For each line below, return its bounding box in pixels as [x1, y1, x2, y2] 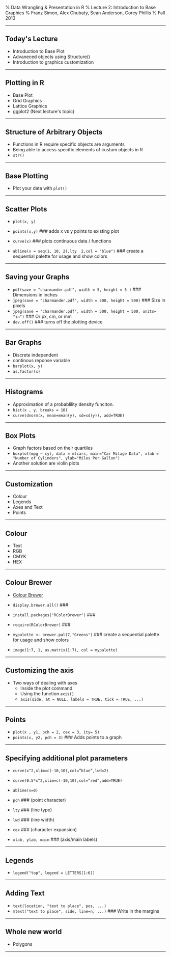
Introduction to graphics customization [12, 59, 94, 65]
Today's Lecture [5, 35, 58, 43]
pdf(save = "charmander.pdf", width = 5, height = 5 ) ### [12, 286, 141, 292]
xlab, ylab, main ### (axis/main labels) [12, 836, 98, 842]
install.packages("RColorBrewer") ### [12, 611, 96, 618]
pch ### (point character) [12, 797, 66, 803]
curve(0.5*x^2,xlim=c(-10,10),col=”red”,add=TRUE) [12, 778, 123, 783]
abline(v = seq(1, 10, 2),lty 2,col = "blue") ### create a [12, 248, 144, 254]
